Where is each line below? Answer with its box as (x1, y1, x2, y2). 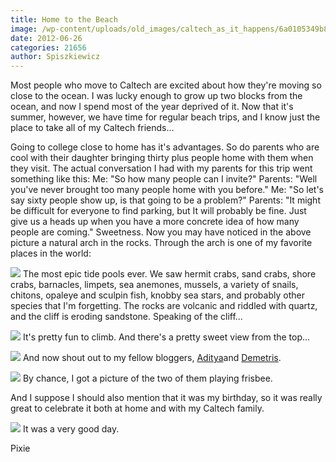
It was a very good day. (22, 423, 120, 435)
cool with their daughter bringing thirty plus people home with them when (10, 152, 314, 164)
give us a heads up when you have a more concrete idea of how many (10, 216, 300, 228)
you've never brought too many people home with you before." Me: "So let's (10, 184, 324, 196)
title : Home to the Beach (10, 14, 118, 25)
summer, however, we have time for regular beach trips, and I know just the (10, 111, 321, 123)
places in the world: (10, 247, 92, 260)
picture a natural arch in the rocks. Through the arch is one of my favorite (10, 237, 313, 249)
